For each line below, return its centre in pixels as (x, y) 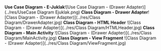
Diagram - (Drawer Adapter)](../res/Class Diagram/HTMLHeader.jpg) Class (80, 28)
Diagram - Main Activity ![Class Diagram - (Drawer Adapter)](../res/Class (78, 33)
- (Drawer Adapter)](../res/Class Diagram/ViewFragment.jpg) (65, 43)
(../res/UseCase (20, 12)
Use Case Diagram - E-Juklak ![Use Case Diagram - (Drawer (65, 7)
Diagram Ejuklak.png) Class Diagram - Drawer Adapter (93, 12)
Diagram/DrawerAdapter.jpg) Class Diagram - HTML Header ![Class (73, 22)
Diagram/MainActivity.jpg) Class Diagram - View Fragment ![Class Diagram (80, 38)
